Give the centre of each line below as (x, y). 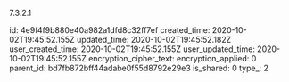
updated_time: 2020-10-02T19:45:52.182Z (154, 40)
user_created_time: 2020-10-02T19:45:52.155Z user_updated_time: (132, 49)
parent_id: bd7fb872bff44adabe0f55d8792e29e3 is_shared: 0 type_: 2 (139, 68)
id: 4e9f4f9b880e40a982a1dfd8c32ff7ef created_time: (110, 30)
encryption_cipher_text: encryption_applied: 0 (172, 58)
